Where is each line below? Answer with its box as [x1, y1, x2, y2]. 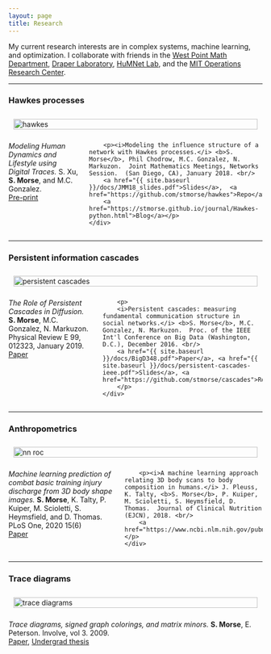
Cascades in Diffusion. [8, 307, 85, 317]
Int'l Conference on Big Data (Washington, [102, 333, 252, 342]
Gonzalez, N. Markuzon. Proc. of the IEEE [102, 326, 252, 335]
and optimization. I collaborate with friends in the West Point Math [8, 50, 227, 60]
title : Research [8, 19, 63, 27]
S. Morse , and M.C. [8, 175, 73, 185]
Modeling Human [8, 140, 66, 150]
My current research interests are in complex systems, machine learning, [8, 41, 252, 51]
